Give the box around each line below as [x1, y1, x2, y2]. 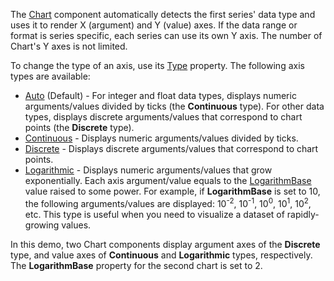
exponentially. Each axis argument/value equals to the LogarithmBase [24, 175, 312, 186]
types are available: [10, 70, 91, 82]
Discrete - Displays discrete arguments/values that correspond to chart [24, 143, 319, 154]
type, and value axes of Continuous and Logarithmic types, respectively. [10, 249, 313, 261]
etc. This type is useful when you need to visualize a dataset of [24, 208, 285, 220]
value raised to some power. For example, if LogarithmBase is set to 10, [24, 185, 321, 197]
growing [24, 219, 60, 231]
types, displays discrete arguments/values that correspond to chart [24, 111, 303, 123]
